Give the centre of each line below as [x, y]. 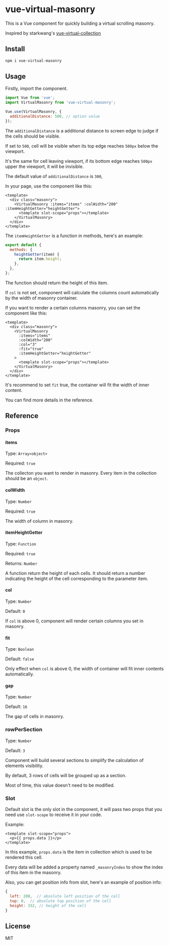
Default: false [20, 659]
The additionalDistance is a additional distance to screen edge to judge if [82, 130]
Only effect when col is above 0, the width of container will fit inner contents [84, 669]
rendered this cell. [24, 858]
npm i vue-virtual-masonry [33, 61]
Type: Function [21, 544]
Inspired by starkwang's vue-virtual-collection [53, 33]
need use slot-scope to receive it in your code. [54, 815]
